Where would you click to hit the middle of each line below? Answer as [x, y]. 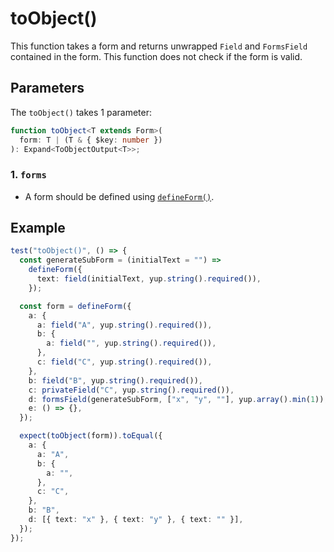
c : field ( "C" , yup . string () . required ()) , [124, 362]
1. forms [28, 175]
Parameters [47, 88]
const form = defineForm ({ [75, 306]
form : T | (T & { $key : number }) [91, 140]
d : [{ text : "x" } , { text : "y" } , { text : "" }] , [136, 520]
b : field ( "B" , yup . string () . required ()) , [115, 380]
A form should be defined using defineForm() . [119, 196]
